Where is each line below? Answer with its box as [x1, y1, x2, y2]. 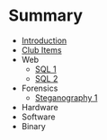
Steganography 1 [34, 92, 98, 103]
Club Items [21, 44, 62, 55]
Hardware [21, 101, 59, 112]
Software [21, 111, 56, 122]
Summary [8, 5, 83, 26]
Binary [21, 120, 46, 131]
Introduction [21, 35, 67, 46]
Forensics [21, 83, 58, 93]
